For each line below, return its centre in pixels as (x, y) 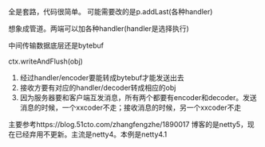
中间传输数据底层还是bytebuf (56, 45)
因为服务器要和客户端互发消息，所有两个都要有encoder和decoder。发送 (138, 97)
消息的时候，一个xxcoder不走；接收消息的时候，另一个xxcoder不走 (131, 107)
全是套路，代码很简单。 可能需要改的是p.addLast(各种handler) (111, 12)
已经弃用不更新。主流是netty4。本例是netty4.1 (91, 134)
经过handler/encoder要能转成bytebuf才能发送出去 (102, 77)
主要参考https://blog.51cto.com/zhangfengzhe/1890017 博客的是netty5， (128, 124)
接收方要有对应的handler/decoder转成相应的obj (98, 87)
